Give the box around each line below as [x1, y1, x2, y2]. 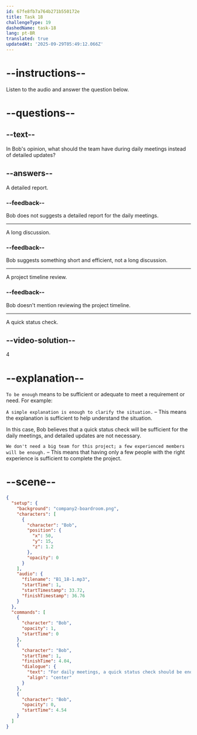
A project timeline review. [6, 274, 67, 281]
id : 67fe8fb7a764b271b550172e [6, 8, 80, 15]
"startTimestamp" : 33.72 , [21, 587, 85, 594]
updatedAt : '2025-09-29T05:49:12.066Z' [6, 42, 104, 47]
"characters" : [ [16, 511, 57, 517]
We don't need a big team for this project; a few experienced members [6, 444, 185, 450]
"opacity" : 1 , [21, 625, 57, 632]
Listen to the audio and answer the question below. [6, 86, 130, 93]
